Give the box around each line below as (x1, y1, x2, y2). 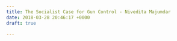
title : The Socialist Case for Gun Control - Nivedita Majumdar (6, 8, 171, 15)
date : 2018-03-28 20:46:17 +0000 (6, 14, 90, 20)
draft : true (6, 20, 36, 26)
